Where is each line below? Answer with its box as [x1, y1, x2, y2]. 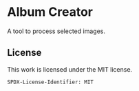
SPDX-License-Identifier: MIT [7, 79, 94, 85]
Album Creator [7, 4, 93, 20]
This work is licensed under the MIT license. [7, 65, 133, 73]
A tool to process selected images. [7, 27, 105, 35]
